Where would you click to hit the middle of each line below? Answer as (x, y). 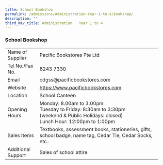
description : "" (21, 18)
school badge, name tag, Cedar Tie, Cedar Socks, (96, 135)
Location (17, 95)
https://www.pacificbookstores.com (81, 88)
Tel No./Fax (21, 66)
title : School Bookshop (29, 9)
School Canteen (58, 95)
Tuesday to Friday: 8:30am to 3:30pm (82, 109)
